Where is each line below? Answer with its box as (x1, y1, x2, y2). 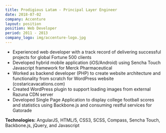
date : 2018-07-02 (5, 12, 41, 17)
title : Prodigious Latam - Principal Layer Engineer (5, 7, 117, 12)
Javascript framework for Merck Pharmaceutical (12, 64, 112, 70)
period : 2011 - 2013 (5, 30, 48, 35)
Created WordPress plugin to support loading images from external (12, 86, 151, 92)
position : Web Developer (5, 26, 57, 31)
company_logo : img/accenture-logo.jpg (5, 35, 86, 40)
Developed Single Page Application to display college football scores (12, 96, 154, 102)
